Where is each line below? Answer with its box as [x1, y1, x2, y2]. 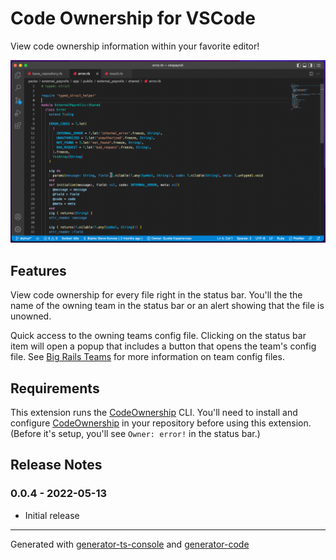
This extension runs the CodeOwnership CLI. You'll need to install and [10, 406, 298, 418]
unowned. [10, 310, 52, 322]
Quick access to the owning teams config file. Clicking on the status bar [10, 330, 307, 342]
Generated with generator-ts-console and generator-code [10, 538, 250, 550]
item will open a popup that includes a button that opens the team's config [10, 340, 317, 352]
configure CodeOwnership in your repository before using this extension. [10, 417, 312, 429]
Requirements [10, 380, 100, 397]
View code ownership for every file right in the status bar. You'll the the [10, 289, 303, 301]
